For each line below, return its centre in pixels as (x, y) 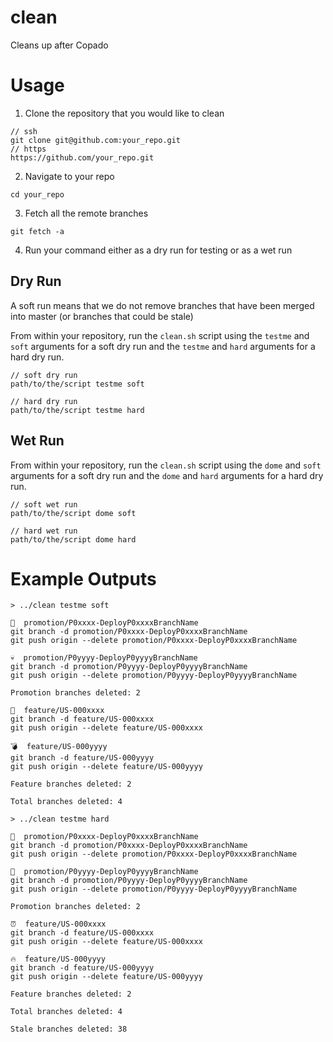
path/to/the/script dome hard (73, 539)
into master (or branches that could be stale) (102, 316)
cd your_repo (37, 194)
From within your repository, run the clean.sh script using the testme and (160, 335)
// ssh (24, 131)
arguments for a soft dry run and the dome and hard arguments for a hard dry (167, 475)
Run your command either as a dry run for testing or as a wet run (158, 250)
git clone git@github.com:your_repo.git (96, 140)
